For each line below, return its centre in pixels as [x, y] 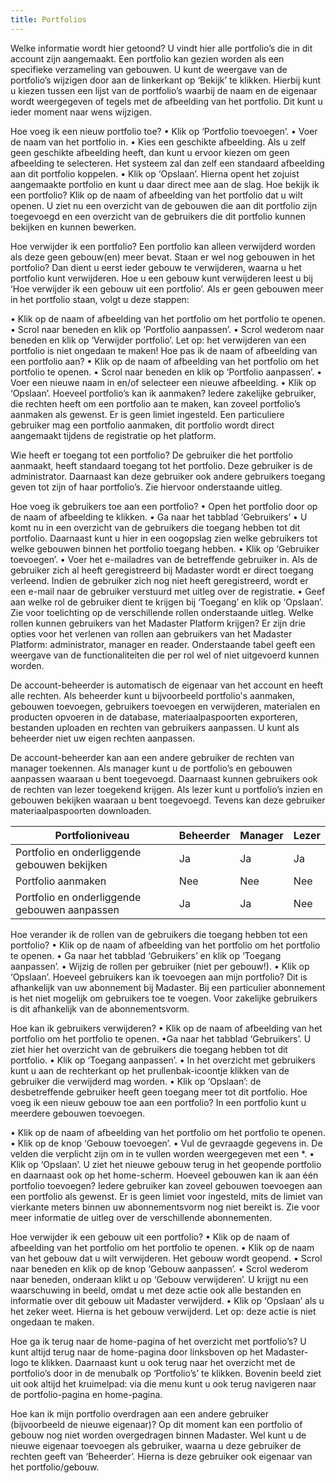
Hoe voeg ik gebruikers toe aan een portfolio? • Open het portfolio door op [164, 506]
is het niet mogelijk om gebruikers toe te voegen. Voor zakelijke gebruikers [164, 998]
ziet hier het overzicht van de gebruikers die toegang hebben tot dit [149, 1049]
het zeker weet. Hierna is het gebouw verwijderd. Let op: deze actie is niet [163, 1311]
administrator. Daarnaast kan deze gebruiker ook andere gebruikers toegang [168, 476]
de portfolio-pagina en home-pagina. [86, 1394]
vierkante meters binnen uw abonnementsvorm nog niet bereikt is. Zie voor [165, 1207]
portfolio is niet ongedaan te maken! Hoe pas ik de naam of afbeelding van [164, 350]
